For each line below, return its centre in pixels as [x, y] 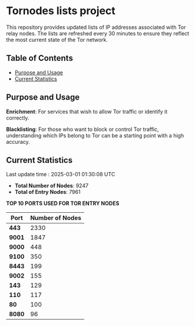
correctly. [18, 118]
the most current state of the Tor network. [57, 39]
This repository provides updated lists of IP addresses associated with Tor [96, 27]
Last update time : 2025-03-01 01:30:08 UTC [61, 174]
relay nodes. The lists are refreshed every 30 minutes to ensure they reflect [98, 33]
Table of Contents [40, 58]
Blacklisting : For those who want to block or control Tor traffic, [82, 129]
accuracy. [18, 141]
